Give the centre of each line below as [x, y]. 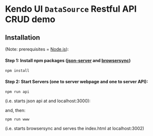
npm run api [17, 92]
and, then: [15, 111]
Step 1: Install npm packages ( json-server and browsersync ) [68, 60]
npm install [17, 71]
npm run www [17, 119]
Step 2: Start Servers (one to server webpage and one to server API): [77, 81]
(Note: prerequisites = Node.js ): [37, 49]
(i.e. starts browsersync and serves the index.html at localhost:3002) [75, 129]
